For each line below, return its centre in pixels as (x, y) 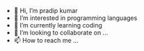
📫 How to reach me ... (46, 40)
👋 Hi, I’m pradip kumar (46, 11)
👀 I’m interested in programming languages (75, 18)
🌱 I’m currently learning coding (58, 25)
